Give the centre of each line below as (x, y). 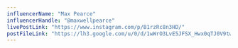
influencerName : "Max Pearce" (52, 14)
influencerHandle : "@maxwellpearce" (61, 20)
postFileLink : (28, 34)
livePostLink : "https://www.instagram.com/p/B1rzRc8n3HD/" (96, 27)
